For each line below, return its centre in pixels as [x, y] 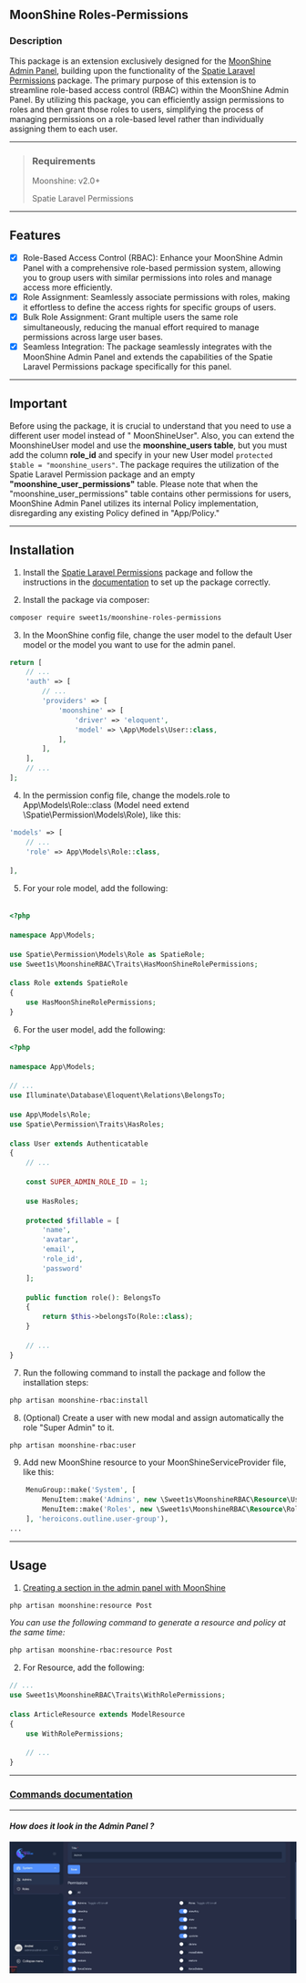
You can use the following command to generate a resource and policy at [148, 1623]
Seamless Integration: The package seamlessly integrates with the [147, 347]
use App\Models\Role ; [51, 1115]
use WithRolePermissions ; [75, 1734]
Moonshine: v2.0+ [66, 181]
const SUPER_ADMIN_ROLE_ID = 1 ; [87, 1182]
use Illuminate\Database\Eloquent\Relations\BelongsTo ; [117, 1095]
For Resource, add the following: [84, 1667]
